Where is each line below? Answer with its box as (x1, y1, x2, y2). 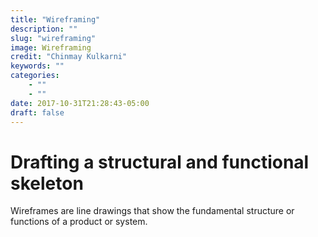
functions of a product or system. (10, 216, 148, 228)
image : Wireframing (10, 42, 92, 53)
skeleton (10, 172, 84, 195)
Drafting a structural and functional (10, 151, 310, 173)
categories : (10, 71, 60, 81)
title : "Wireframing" (10, 14, 101, 25)
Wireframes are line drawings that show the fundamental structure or (10, 205, 295, 217)
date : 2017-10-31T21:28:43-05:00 (10, 98, 150, 108)
